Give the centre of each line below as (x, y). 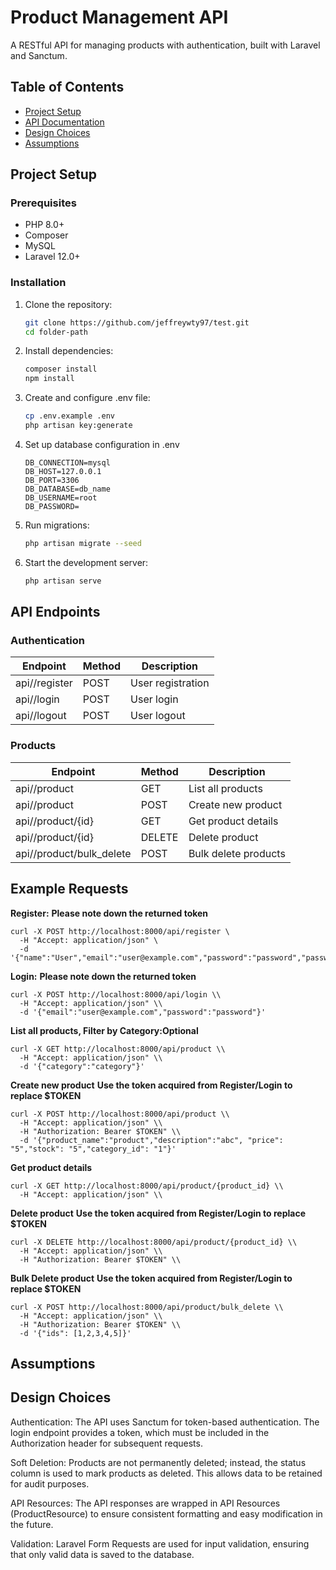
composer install (61, 369)
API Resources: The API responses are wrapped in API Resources (145, 1503)
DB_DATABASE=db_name (67, 489)
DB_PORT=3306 (52, 480)
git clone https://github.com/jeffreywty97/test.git (137, 322)
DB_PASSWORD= (52, 506)
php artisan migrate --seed (83, 543)
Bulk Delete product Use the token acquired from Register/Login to (151, 1278)
